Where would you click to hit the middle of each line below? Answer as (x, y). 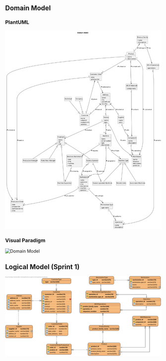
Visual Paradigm (25, 240)
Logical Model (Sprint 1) (42, 267)
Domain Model (28, 8)
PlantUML (17, 22)
